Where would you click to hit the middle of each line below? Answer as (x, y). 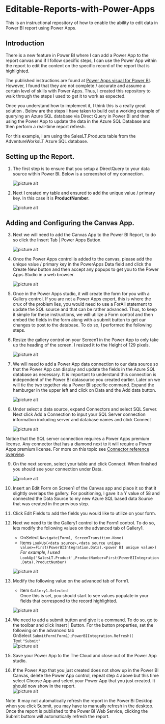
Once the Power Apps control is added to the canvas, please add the (82, 259)
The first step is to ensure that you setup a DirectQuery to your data (81, 169)
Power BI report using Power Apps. (41, 28)
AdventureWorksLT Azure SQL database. (47, 141)
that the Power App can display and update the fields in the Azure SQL (84, 369)
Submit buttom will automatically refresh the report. (58, 717)
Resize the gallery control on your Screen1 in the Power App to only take (86, 340)
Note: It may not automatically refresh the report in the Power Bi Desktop (79, 701)
